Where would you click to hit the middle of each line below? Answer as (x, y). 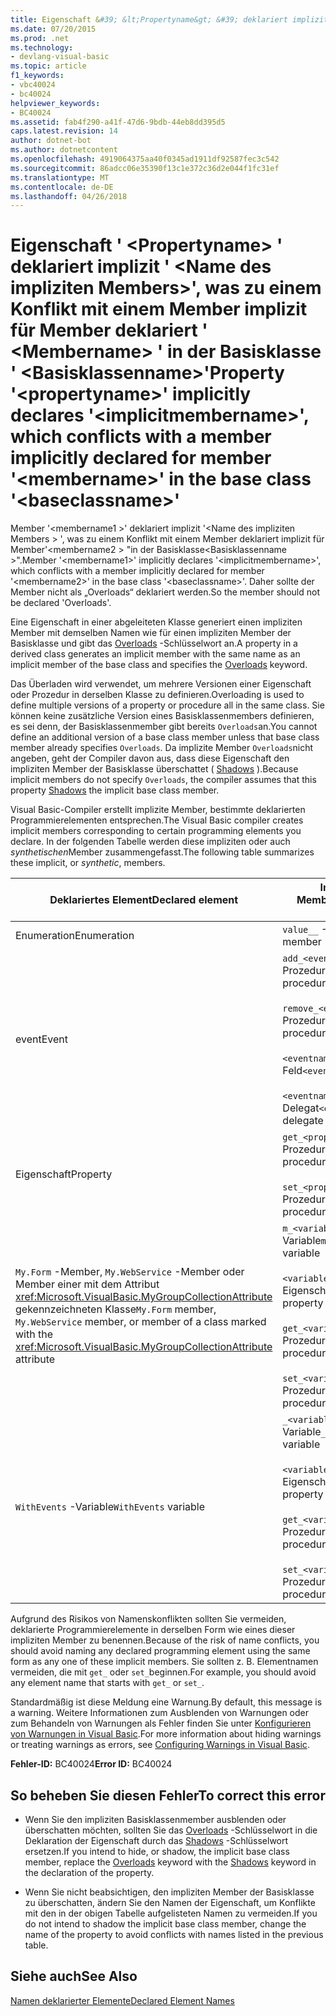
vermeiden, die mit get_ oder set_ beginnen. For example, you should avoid (163, 1672)
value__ (300, 930)
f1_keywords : (37, 76)
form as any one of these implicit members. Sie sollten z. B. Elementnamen (164, 1662)
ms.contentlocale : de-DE (62, 187)
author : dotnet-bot (51, 141)
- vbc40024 (33, 85)
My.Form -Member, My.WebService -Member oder (130, 1272)
